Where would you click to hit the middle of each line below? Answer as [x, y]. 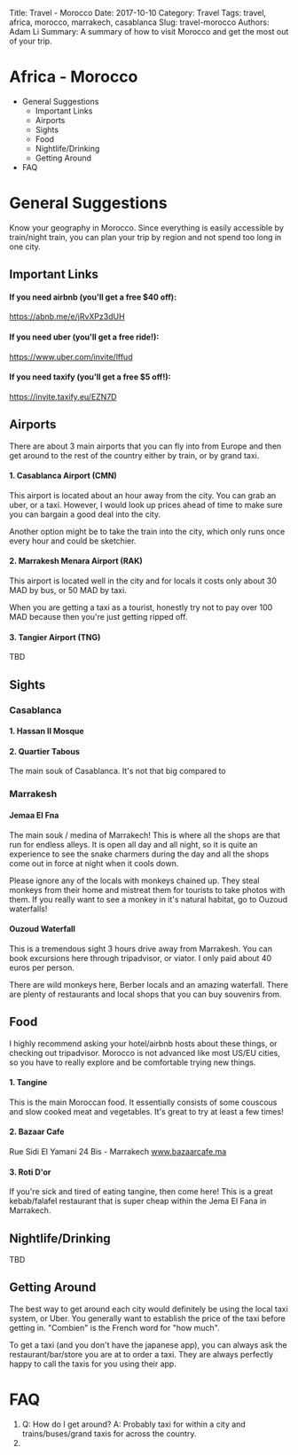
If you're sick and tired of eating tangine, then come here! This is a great [141, 1192]
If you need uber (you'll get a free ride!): [84, 337]
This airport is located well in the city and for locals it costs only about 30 [143, 581]
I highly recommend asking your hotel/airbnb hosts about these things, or [143, 1043]
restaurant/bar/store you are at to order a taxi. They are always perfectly [141, 1354]
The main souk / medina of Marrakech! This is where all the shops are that [145, 835]
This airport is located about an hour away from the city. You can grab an [143, 495]
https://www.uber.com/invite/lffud [71, 356]
